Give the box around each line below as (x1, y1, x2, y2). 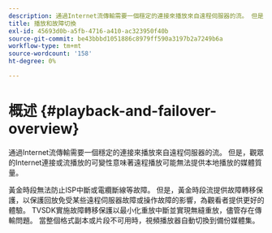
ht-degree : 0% (8, 58, 57, 66)
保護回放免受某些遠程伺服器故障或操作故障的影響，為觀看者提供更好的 (29, 195, 265, 205)
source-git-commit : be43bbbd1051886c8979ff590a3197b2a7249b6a (8, 34, 223, 43)
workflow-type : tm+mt (8, 42, 82, 50)
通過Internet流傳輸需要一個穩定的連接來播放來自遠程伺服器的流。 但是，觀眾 (8, 147, 265, 157)
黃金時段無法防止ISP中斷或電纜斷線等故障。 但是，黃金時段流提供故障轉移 (8, 184, 257, 195)
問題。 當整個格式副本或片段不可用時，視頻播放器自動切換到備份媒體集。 (15, 215, 260, 225)
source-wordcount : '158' (8, 50, 93, 58)
